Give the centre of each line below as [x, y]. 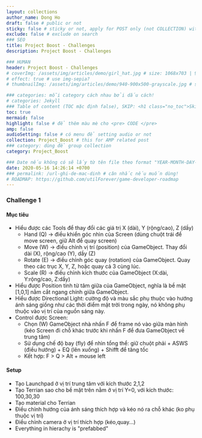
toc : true [19, 112]
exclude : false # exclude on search [52, 34]
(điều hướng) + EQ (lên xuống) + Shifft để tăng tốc [86, 350]
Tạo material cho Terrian [45, 402]
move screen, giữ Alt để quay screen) [70, 241]
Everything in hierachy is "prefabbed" [62, 428]
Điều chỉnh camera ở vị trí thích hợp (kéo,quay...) [75, 422]
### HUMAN [19, 62]
